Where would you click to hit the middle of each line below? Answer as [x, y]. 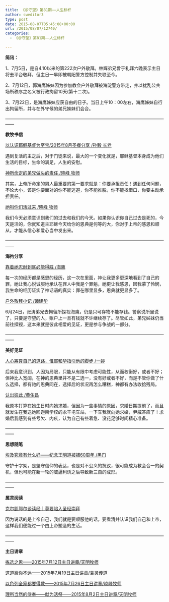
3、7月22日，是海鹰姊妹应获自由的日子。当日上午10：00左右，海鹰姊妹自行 [84, 102]
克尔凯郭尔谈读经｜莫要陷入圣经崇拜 [43, 508]
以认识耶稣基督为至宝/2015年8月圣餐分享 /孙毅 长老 [58, 145]
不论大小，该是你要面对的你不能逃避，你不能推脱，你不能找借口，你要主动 [82, 190]
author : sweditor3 [24, 15]
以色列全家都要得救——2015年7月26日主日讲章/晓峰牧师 [63, 583]
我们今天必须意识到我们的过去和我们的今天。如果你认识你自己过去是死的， [82, 217]
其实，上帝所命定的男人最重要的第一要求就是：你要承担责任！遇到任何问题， [84, 183]
